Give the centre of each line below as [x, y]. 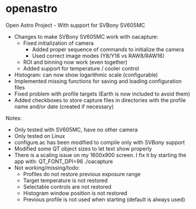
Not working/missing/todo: [47, 167]
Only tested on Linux [40, 136]
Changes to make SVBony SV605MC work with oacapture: [86, 36]
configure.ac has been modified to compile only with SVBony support [99, 142]
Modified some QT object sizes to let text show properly [83, 149]
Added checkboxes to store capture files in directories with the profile [100, 100]
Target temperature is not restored [65, 180]
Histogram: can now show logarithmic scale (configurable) [86, 75]
